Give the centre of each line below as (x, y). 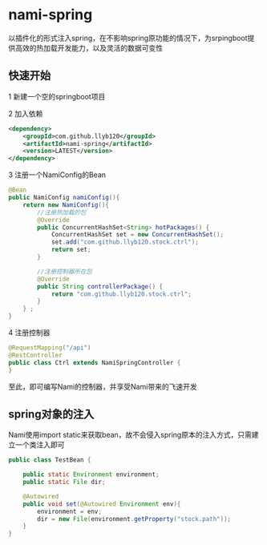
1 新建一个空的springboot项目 (57, 96)
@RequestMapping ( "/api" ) (50, 348)
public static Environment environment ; (91, 474)
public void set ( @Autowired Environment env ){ (102, 504)
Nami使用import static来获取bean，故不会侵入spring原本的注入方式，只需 (130, 435)
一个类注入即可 (40, 445)
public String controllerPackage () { (100, 286)
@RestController (35, 355)
